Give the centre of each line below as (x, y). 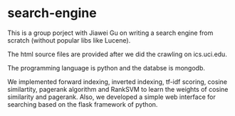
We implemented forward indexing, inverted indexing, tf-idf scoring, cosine (117, 81)
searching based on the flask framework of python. (83, 104)
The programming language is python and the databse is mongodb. (106, 68)
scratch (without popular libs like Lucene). (69, 40)
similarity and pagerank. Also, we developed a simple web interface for (111, 97)
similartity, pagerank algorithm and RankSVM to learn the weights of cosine (118, 89)
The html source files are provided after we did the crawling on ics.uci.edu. (117, 54)
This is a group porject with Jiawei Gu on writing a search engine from (110, 33)
